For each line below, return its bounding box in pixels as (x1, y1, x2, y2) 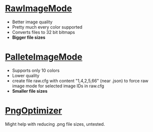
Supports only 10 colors (12, 67, 60, 73)
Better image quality (12, 19, 52, 25)
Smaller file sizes (12, 88, 48, 94)
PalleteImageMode (5, 51, 83, 63)
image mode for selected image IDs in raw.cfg (12, 83, 104, 89)
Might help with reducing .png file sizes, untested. (5, 121, 105, 127)
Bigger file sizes (12, 34, 46, 40)
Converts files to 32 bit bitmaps (12, 29, 75, 35)
